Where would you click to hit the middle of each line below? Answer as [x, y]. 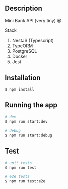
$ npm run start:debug [29, 135]
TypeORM [23, 46]
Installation [23, 78]
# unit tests [19, 163]
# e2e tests [17, 177]
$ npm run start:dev [27, 122]
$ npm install [20, 89]
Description [24, 8]
